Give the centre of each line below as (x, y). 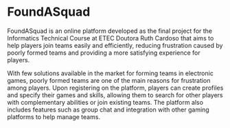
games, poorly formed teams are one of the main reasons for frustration (109, 80)
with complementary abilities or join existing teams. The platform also (105, 102)
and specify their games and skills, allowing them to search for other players (115, 95)
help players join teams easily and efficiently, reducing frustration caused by (115, 45)
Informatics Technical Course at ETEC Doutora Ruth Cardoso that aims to (111, 38)
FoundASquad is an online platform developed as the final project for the (110, 31)
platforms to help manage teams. (54, 116)
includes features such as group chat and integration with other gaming (108, 110)
